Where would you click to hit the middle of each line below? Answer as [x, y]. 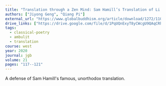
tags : [11, 28]
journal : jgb [19, 55]
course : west [19, 46]
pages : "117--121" [24, 64]
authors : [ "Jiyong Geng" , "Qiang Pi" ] [45, 14]
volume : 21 [16, 60]
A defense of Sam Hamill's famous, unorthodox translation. [65, 79]
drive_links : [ [21, 23]
